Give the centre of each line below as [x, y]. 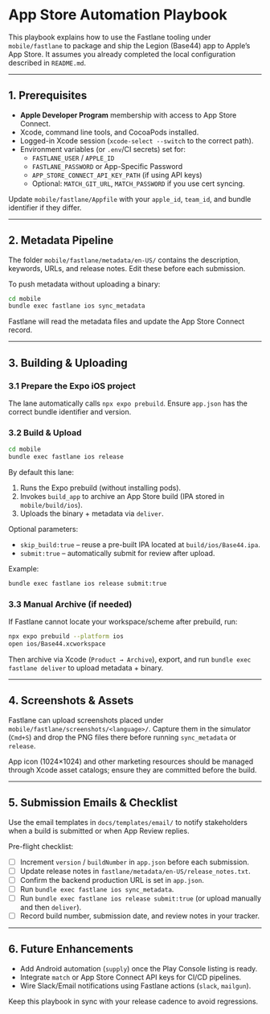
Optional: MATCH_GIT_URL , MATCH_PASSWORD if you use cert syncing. [138, 183]
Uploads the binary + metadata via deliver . [92, 513]
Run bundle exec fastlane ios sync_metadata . [97, 889]
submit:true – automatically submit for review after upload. [117, 554]
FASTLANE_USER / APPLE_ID [73, 158]
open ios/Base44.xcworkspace [57, 644]
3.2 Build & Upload [45, 432]
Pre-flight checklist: [41, 846]
